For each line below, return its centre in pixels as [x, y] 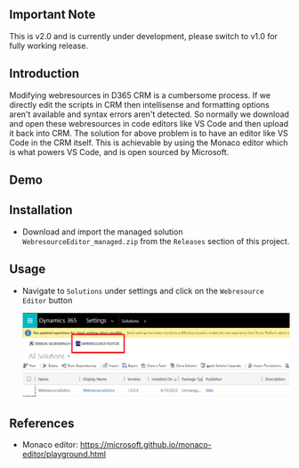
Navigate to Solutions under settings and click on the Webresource [143, 291]
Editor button [47, 300]
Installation [41, 210]
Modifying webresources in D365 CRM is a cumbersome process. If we [140, 95]
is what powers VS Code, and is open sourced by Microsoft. [119, 152]
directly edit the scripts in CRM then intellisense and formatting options [139, 104]
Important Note [53, 15]
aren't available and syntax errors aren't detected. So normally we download [149, 114]
